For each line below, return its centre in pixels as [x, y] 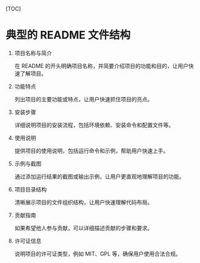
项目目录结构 [30, 189]
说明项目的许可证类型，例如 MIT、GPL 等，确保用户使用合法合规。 [98, 253]
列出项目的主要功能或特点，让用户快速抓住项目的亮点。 [83, 99]
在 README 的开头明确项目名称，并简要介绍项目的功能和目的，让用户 [101, 65]
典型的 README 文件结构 [68, 35]
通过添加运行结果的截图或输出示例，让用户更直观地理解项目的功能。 [99, 176]
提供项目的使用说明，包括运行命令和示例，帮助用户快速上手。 [92, 150]
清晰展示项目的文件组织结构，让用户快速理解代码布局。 [83, 202]
